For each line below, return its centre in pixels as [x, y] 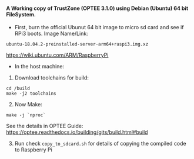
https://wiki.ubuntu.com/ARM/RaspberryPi [57, 55]
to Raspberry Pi [34, 150]
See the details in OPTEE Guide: [45, 126]
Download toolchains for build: [52, 78]
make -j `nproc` [26, 115]
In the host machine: [39, 67]
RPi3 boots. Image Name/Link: [51, 34]
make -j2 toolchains [31, 94]
